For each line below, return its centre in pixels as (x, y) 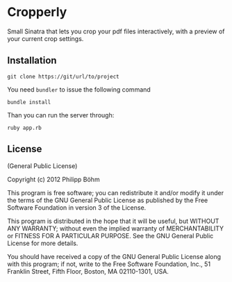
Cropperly (37, 12)
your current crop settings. (45, 38)
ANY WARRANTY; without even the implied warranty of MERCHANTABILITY (116, 228)
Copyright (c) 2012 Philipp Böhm (53, 179)
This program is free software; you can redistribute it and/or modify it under (116, 192)
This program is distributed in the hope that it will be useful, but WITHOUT (113, 221)
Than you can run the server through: (61, 115)
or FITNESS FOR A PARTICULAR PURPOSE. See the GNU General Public (110, 235)
